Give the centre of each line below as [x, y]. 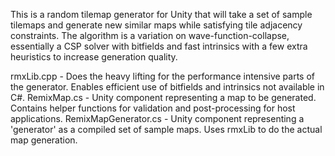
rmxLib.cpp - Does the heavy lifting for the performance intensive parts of [162, 76]
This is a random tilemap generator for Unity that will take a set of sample [161, 14]
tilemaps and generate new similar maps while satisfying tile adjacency [156, 25]
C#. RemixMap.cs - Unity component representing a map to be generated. [163, 97]
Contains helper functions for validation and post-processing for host [153, 108]
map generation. [44, 140]
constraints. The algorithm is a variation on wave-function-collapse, [150, 35]
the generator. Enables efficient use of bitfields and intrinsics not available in [167, 87]
